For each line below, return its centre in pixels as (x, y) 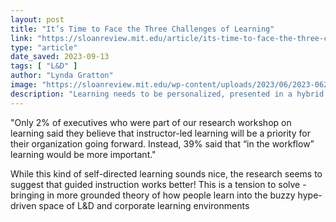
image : (24, 85)
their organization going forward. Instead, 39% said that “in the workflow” (162, 143)
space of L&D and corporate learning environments (144, 205)
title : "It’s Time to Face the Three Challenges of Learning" (142, 29)
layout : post (37, 19)
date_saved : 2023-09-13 (60, 57)
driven (23, 205)
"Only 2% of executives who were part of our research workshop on (151, 122)
